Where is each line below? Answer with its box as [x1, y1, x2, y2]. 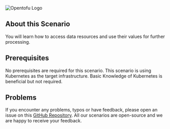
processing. [5, 39, 31, 45]
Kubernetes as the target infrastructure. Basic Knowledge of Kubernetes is [5, 72, 163, 79]
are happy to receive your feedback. [5, 118, 82, 124]
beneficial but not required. [5, 78, 63, 84]
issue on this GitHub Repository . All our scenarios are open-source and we [5, 112, 163, 118]
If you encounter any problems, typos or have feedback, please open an [5, 107, 158, 113]
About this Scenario [5, 20, 70, 28]
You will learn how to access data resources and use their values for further [5, 33, 165, 40]
